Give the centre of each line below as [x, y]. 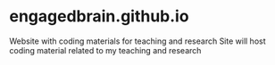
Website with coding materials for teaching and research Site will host [137, 41]
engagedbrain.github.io [99, 16]
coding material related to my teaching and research [105, 50]
